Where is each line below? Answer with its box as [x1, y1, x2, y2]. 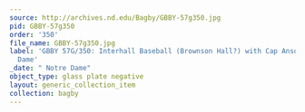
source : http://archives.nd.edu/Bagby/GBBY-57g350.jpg [9, 13, 221, 23]
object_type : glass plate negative [9, 72, 144, 81]
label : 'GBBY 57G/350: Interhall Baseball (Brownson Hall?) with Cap [9, 47, 279, 56]
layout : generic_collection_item [9, 80, 136, 89]
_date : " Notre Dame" [9, 64, 92, 73]
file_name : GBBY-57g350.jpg [9, 38, 116, 48]
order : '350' [9, 30, 59, 39]
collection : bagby [9, 89, 79, 98]
